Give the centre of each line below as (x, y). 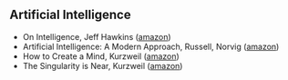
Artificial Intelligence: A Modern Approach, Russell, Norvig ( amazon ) (151, 46)
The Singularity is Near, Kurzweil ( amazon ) (103, 65)
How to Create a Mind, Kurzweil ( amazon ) (101, 56)
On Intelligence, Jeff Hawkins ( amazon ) (97, 36)
